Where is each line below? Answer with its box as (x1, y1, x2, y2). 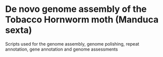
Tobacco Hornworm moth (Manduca (5, 14, 159, 25)
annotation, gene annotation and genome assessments (5, 46, 118, 52)
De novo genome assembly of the (5, 3, 147, 15)
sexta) (5, 25, 32, 36)
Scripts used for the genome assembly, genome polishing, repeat (5, 41, 140, 47)
